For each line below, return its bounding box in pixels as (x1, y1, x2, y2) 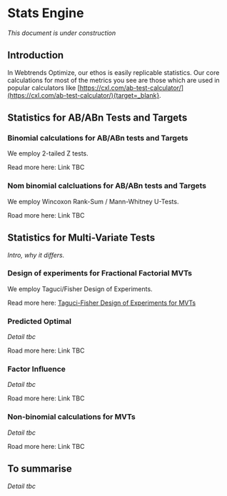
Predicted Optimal (7, 316, 71, 326)
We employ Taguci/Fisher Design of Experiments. (7, 284, 153, 293)
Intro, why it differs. (7, 250, 65, 259)
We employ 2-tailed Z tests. (7, 149, 89, 158)
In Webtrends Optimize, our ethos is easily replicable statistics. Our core (7, 68, 220, 76)
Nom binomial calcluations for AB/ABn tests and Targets (7, 181, 207, 191)
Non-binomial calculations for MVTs (7, 412, 136, 422)
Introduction (7, 49, 64, 61)
